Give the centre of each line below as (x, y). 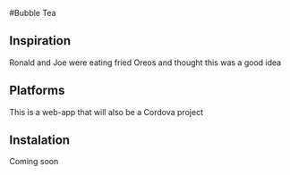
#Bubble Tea (33, 13)
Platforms (37, 91)
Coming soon (34, 162)
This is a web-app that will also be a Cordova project (107, 112)
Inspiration (40, 41)
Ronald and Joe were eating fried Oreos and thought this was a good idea (145, 62)
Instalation (39, 141)
